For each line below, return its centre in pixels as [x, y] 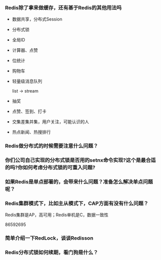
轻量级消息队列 [27, 81]
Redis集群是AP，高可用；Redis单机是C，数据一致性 [57, 215]
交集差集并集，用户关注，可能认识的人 [50, 122]
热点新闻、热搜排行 [31, 132]
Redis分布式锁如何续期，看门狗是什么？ [52, 253]
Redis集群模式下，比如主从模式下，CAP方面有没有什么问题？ [77, 203]
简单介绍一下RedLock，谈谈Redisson [49, 238]
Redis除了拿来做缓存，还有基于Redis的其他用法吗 [63, 7]
